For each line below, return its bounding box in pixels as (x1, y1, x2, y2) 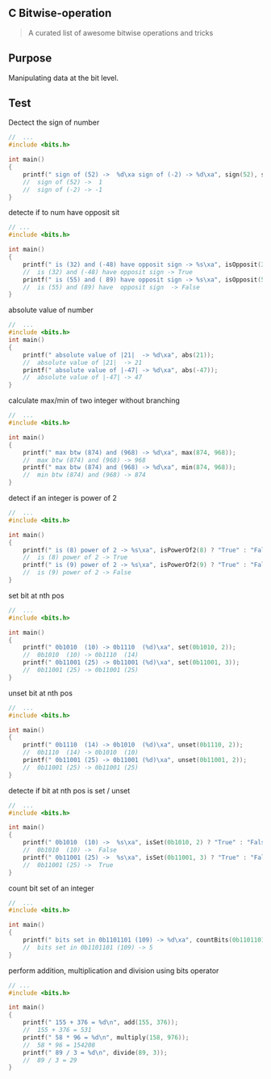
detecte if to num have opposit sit (8, 208, 120, 218)
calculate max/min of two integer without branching (8, 396, 180, 405)
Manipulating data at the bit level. (8, 73, 119, 83)
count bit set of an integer (8, 883, 94, 893)
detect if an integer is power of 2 (8, 493, 117, 503)
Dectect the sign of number (8, 117, 100, 128)
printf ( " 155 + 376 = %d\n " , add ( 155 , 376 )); (23, 1018, 179, 1026)
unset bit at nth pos (8, 688, 73, 698)
